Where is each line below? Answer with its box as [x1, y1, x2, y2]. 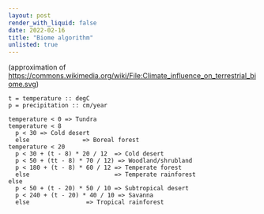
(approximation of [8, 62, 66, 72]
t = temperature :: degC [8, 95, 90, 103]
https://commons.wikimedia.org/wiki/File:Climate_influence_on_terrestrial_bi [8, 71, 257, 81]
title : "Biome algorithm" [8, 33, 93, 42]
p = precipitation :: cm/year [8, 102, 108, 110]
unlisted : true [8, 41, 58, 49]
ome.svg [8, 80, 37, 89]
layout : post [8, 11, 51, 20]
